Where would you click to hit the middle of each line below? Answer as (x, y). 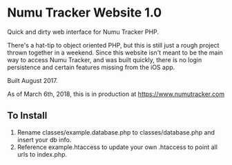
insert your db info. (44, 139)
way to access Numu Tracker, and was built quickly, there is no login (105, 59)
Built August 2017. (32, 80)
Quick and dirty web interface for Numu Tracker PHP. (83, 32)
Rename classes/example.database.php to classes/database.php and (116, 132)
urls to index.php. (42, 154)
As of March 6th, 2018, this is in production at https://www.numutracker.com (116, 94)
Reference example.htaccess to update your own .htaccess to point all (117, 147)
